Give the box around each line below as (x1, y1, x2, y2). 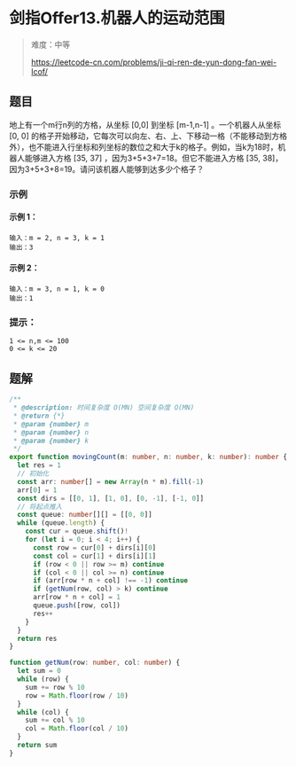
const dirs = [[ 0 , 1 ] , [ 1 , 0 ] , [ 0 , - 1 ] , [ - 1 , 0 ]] (17, 494, 205, 503)
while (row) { (17, 675, 69, 684)
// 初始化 (17, 469, 50, 479)
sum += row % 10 (25, 683, 86, 692)
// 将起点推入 (17, 502, 63, 511)
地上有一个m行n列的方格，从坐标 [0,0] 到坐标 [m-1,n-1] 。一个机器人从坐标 (9, 119, 282, 129)
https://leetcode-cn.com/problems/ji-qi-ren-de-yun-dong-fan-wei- (30, 57, 277, 67)
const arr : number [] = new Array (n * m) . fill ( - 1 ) (17, 477, 204, 486)
